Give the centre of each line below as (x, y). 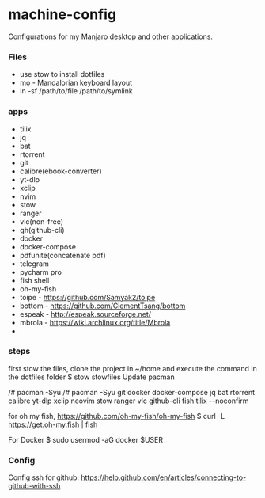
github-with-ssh (34, 486)
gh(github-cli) (42, 230)
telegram (34, 264)
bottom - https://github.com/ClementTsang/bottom (102, 306)
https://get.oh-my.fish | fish (53, 424)
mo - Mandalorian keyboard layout (76, 83)
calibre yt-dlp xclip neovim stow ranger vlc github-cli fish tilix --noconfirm (129, 401)
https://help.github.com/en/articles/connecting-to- (164, 477)
